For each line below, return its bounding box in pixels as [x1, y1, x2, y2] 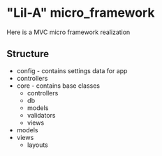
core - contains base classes [16, 81, 101, 90]
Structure [6, 48, 50, 60]
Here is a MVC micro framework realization [6, 28, 131, 36]
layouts [27, 141, 48, 149]
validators [27, 111, 56, 119]
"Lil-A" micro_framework [6, 5, 155, 21]
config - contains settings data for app [16, 66, 128, 75]
